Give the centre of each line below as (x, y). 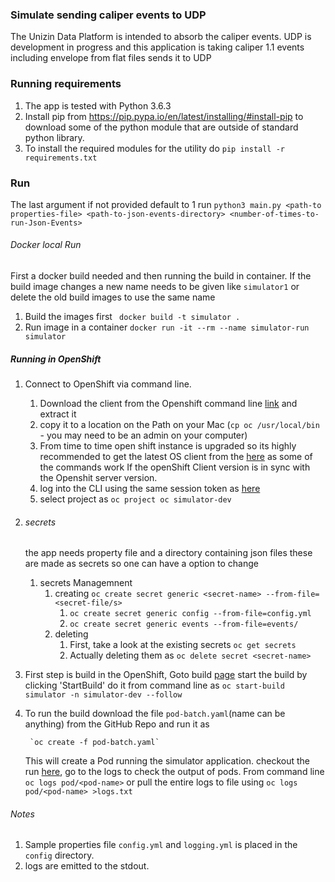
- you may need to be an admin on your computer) (143, 435)
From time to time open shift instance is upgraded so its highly (168, 446)
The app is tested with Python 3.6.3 (98, 105)
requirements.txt (61, 158)
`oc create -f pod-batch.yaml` (94, 743)
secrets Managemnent (86, 583)
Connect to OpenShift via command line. (108, 384)
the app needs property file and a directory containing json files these (168, 553)
